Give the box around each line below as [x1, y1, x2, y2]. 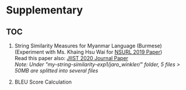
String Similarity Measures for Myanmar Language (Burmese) [14, 42, 162, 49]
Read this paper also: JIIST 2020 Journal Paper [14, 55, 128, 61]
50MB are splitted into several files [14, 67, 99, 74]
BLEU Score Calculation [14, 78, 72, 85]
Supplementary [6, 4, 83, 17]
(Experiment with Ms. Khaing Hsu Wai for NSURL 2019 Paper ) [14, 49, 163, 56]
